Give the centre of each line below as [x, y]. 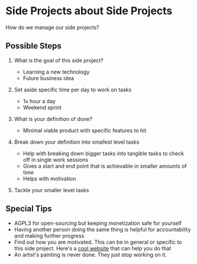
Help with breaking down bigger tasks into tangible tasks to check [104, 153]
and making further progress [49, 236]
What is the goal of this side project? [59, 60]
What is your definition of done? [53, 119]
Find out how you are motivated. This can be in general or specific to [98, 242]
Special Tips [29, 209]
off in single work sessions [55, 160]
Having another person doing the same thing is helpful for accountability [102, 229]
